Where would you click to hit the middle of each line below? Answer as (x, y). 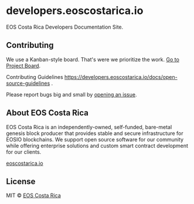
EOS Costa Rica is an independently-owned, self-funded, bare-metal (89, 127)
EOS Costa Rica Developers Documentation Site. (65, 27)
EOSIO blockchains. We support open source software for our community (95, 139)
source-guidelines (28, 83)
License (21, 181)
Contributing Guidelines (35, 77)
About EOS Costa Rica (47, 113)
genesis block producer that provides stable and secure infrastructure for (95, 133)
